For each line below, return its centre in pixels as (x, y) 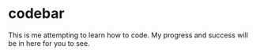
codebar (36, 14)
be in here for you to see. (49, 43)
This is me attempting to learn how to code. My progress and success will (128, 35)
